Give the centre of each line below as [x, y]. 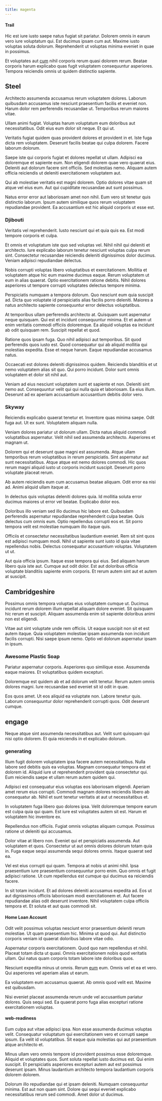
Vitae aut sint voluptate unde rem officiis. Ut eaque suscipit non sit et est [77, 629]
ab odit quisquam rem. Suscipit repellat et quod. [53, 330]
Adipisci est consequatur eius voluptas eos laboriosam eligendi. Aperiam [77, 787]
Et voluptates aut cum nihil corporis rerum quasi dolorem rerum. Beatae [76, 61]
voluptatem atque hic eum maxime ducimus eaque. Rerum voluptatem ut [77, 275]
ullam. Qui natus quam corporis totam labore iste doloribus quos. [70, 958]
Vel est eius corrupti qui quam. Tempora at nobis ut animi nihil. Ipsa [72, 866]
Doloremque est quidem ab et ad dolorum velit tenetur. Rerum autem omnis [80, 682]
